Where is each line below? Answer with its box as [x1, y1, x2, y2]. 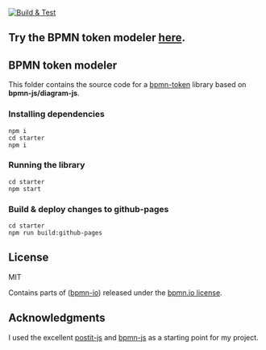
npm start [8, 185, 42, 193]
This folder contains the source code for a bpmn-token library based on [8, 80, 247, 90]
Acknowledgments [8, 311, 106, 325]
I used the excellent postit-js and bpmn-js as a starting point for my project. [8, 332, 260, 342]
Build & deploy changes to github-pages [8, 203, 169, 215]
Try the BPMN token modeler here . [8, 31, 185, 44]
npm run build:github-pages [8, 229, 103, 237]
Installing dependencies [8, 109, 105, 120]
